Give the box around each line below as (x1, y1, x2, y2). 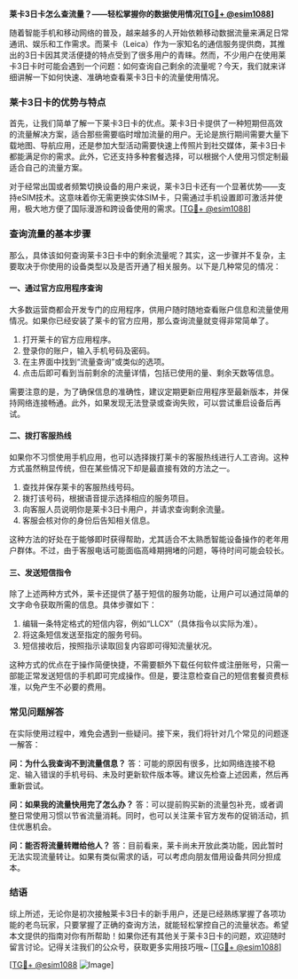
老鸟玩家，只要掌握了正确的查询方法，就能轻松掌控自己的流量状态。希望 (24, 919, 289, 930)
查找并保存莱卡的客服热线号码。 (21, 482, 139, 492)
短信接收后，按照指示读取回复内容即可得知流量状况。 (21, 641, 217, 651)
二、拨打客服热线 (9, 430, 72, 441)
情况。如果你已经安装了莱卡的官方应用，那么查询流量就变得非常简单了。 (9, 315, 273, 326)
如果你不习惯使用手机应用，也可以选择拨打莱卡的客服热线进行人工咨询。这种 (9, 452, 289, 462)
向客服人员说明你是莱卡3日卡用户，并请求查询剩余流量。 (21, 504, 230, 514)
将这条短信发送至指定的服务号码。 (21, 629, 147, 640)
